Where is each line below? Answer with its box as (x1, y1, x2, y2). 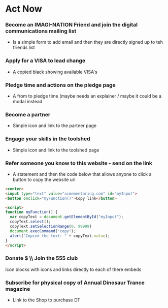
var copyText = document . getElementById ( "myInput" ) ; (10, 214, 124, 220)
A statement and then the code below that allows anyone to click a (12, 171, 152, 177)
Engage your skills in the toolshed (5, 135, 90, 142)
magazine (5, 285, 30, 292)
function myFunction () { (5, 209, 58, 215)
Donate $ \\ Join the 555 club (5, 255, 78, 262)
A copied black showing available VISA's (12, 69, 97, 75)
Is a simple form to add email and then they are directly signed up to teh (12, 39, 163, 45)
